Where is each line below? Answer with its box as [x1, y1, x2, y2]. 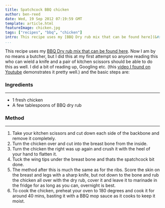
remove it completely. [12, 136, 56, 142]
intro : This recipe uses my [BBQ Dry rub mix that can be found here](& [5, 35, 157, 40]
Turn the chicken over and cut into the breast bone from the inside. [12, 141, 148, 147]
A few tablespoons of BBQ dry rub [12, 102, 82, 108]
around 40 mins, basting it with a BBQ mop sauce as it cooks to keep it [12, 193, 156, 199]
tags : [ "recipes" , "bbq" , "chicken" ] [5, 30, 82, 35]
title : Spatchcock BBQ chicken [5, 7, 69, 12]
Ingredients [5, 81, 33, 88]
